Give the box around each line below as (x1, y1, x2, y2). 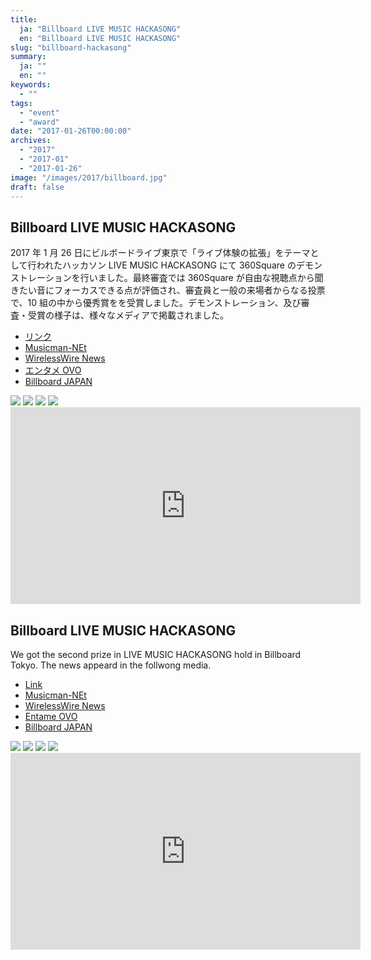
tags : (10, 98, 33, 108)
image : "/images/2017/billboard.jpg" (10, 172, 168, 183)
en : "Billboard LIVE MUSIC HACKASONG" (19, 33, 182, 43)
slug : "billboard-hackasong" (10, 42, 132, 53)
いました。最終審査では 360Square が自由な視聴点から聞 (88, 272, 324, 284)
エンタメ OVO (24, 364, 82, 376)
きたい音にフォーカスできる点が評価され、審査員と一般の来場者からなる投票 (10, 284, 326, 296)
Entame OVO (24, 711, 78, 722)
